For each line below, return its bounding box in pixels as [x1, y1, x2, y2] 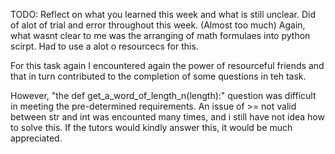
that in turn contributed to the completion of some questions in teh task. [10, 70, 307, 82]
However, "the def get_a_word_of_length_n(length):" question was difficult [10, 90, 317, 101]
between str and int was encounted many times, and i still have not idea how [10, 111, 325, 123]
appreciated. [10, 132, 63, 144]
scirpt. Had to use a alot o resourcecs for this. [10, 40, 199, 52]
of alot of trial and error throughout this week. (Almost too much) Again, [10, 19, 306, 31]
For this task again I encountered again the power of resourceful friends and [10, 60, 325, 71]
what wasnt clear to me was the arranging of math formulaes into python [10, 30, 311, 41]
